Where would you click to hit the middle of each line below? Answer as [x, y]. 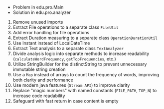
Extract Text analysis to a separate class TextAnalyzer [68, 48]
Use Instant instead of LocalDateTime [51, 43]
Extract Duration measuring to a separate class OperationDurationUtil [85, 38]
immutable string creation [39, 69]
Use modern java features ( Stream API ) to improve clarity [71, 85]
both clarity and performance [43, 80]
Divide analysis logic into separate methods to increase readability [81, 54]
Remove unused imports [38, 22]
